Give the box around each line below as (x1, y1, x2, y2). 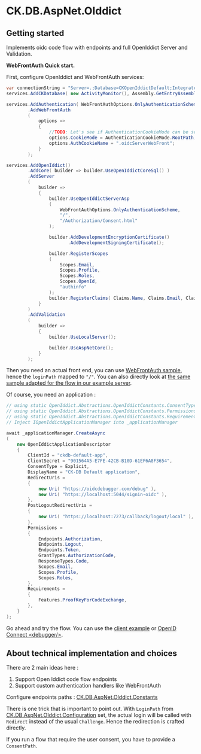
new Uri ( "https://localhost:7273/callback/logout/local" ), (38, 513, 194, 519)
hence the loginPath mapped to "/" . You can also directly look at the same (6, 373, 191, 381)
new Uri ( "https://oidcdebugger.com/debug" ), (38, 486, 157, 492)
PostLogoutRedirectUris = (28, 503, 93, 509)
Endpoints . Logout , (38, 542, 84, 548)
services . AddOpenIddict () (6, 162, 71, 168)
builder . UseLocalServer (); (48, 334, 117, 340)
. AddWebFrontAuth (28, 107, 71, 113)
